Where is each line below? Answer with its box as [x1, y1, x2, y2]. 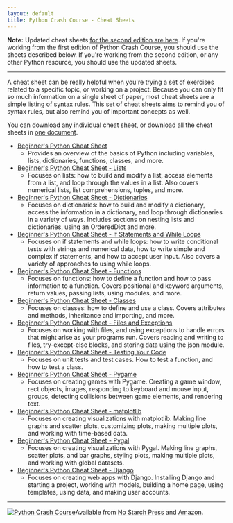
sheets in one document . [7, 128, 78, 136]
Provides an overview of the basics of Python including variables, [27, 148, 215, 157]
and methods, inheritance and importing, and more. [27, 311, 175, 319]
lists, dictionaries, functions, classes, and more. [27, 156, 164, 164]
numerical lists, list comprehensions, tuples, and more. [27, 185, 184, 194]
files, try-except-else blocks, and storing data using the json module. [27, 341, 225, 349]
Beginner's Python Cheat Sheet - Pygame [17, 370, 137, 378]
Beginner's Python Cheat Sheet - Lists [17, 164, 127, 172]
